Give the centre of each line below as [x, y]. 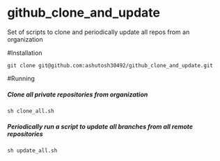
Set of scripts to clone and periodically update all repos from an [99, 32]
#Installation [25, 53]
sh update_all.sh [32, 151]
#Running [21, 78]
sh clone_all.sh [31, 111]
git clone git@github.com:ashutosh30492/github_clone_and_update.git [110, 65]
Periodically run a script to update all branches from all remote [100, 126]
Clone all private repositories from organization [78, 94]
